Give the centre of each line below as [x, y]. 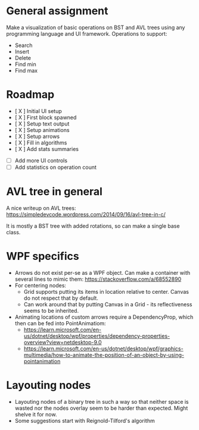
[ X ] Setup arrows [37, 136]
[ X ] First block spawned [46, 117]
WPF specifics [43, 256]
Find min [26, 64]
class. [13, 232]
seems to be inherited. [51, 310]
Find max [26, 70]
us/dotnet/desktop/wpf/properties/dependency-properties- [97, 336]
